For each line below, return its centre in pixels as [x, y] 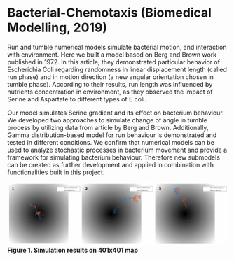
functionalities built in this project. [56, 172]
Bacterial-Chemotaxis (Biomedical [110, 13]
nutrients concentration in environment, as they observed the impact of [110, 92]
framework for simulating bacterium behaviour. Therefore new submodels [114, 157]
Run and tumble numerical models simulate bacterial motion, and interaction [117, 47]
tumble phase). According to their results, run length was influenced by [110, 84]
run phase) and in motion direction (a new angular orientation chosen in [110, 77]
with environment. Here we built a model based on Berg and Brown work [112, 55]
